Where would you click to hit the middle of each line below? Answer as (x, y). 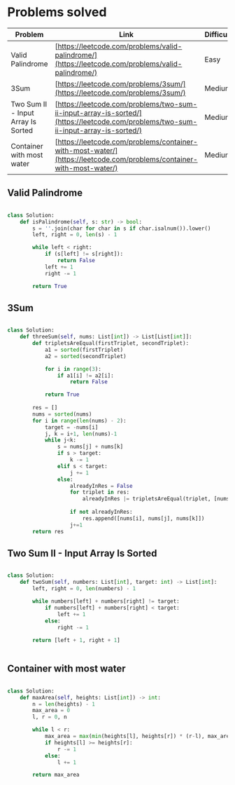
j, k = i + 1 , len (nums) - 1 (81, 434)
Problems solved (57, 12)
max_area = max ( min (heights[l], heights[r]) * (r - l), (124, 737)
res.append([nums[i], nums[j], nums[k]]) (143, 518)
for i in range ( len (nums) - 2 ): (80, 421)
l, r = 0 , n (50, 717)
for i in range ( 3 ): (73, 369)
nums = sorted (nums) (62, 414)
